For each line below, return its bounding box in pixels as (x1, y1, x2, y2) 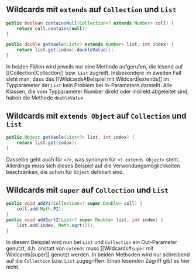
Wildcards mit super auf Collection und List (6, 185, 169, 195)
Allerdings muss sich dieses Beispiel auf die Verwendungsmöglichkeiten (6, 162, 180, 169)
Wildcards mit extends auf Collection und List (6, 5, 177, 15)
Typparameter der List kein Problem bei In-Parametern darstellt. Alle (6, 82, 173, 89)
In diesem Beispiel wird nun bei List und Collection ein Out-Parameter (6, 238, 177, 245)
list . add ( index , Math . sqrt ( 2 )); (16, 222, 95, 228)
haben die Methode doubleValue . (6, 94, 85, 101)
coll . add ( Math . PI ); (16, 206, 64, 212)
